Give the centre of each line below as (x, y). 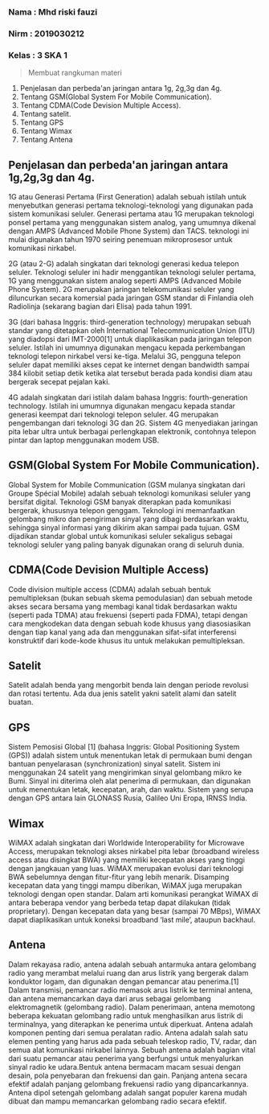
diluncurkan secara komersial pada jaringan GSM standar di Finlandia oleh (131, 298)
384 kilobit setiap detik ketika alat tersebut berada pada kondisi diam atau (130, 373)
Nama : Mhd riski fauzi (53, 12)
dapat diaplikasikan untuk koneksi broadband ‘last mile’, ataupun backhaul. (132, 920)
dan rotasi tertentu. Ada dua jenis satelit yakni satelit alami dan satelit (122, 693)
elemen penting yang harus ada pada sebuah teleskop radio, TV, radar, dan (132, 1041)
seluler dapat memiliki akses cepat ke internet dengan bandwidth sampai (129, 364)
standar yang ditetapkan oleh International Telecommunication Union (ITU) (132, 330)
